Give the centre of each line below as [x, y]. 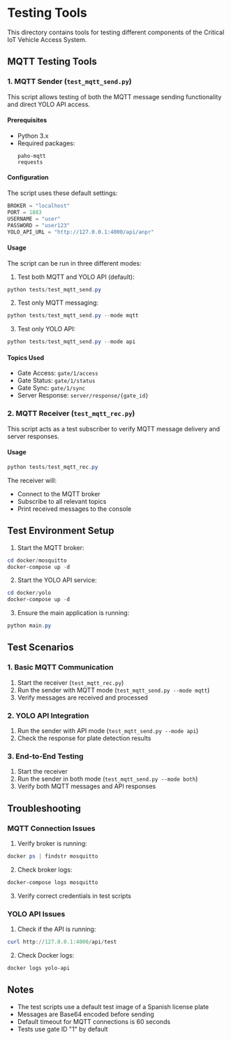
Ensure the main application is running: [73, 613]
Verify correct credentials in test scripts [74, 895]
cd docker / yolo [29, 593]
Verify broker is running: [52, 843]
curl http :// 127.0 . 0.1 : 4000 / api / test [62, 942]
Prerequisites [27, 120]
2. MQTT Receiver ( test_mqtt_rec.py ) [71, 414]
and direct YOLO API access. [49, 104]
